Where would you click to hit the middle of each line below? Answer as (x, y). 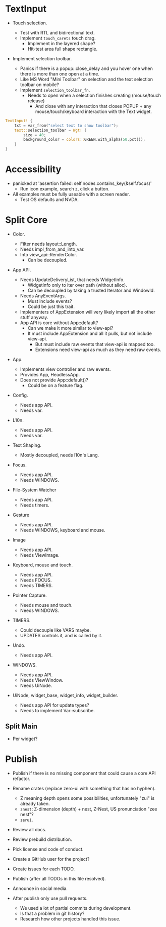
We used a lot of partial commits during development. (76, 908)
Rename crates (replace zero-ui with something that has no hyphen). (84, 788)
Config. (20, 395)
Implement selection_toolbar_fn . (55, 90)
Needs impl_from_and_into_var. (52, 249)
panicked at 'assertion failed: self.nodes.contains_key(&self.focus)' (82, 183)
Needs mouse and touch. (46, 605)
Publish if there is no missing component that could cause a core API (84, 773)
